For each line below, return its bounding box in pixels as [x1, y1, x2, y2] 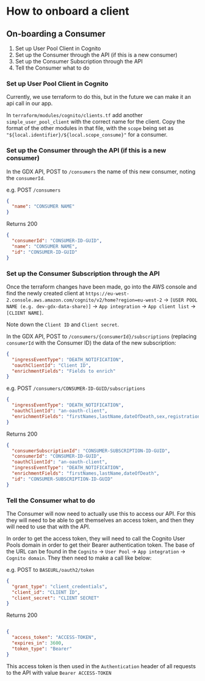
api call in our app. [6, 99, 53, 107]
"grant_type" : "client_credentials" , [12, 583, 108, 589]
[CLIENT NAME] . [6, 309, 44, 316]
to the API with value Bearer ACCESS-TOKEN [6, 669, 112, 676]
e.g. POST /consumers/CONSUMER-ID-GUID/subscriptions [6, 384, 145, 392]
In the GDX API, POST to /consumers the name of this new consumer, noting [6, 168, 196, 175]
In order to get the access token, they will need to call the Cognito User [6, 535, 185, 542]
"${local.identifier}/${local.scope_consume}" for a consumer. [6, 131, 168, 139]
